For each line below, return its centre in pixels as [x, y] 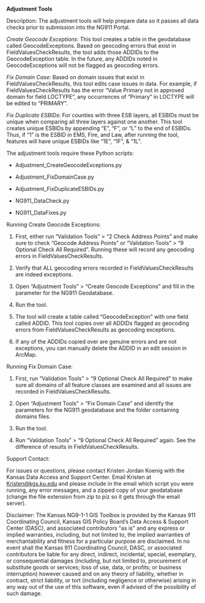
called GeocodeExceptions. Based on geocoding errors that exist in [91, 46]
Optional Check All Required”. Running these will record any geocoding [105, 249]
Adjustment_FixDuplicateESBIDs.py [60, 189]
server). [16, 503]
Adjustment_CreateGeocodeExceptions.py [69, 165]
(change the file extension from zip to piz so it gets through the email [93, 496]
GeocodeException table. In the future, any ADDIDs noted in [82, 59]
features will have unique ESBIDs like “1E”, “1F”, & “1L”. [74, 141]
